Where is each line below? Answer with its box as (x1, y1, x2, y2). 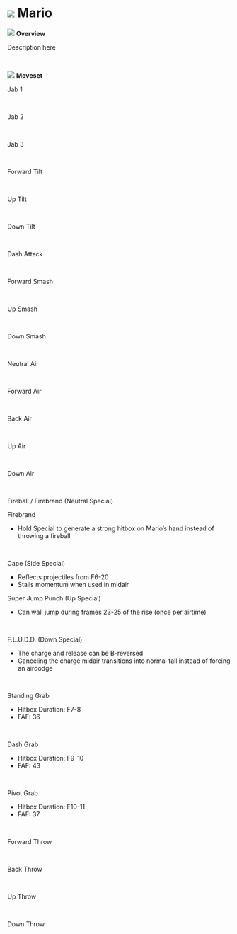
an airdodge (17, 664, 53, 672)
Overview (16, 29, 46, 38)
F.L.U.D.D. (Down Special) (7, 635, 83, 644)
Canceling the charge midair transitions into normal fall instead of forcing (17, 656, 231, 665)
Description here (7, 42, 57, 51)
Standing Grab (7, 691, 50, 700)
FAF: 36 (17, 712, 41, 721)
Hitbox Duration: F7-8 (17, 705, 81, 713)
